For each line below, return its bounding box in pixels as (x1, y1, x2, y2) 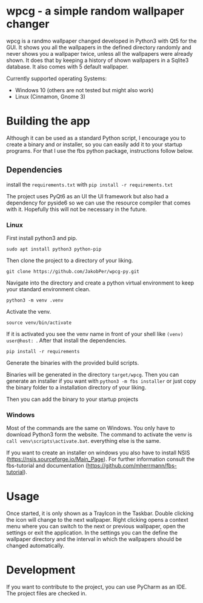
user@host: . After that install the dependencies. (6, 337, 127, 344)
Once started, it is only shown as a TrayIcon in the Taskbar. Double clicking (6, 510, 194, 517)
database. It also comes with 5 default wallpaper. (6, 62, 129, 70)
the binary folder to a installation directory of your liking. (6, 383, 147, 391)
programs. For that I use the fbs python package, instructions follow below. (6, 147, 194, 154)
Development (6, 563, 76, 577)
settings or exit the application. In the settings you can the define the (6, 529, 178, 536)
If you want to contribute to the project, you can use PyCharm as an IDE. (6, 584, 187, 591)
